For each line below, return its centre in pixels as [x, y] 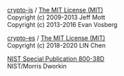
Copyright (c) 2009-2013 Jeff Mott [56, 17]
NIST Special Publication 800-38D [56, 59]
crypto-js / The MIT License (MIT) [55, 10]
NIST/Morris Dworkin [37, 66]
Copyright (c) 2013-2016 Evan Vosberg [62, 25]
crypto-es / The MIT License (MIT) [56, 38]
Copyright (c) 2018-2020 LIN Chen [56, 45]
